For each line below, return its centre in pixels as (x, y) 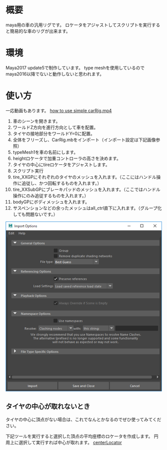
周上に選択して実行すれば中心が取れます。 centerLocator (64, 442)
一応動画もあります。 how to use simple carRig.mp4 (59, 110)
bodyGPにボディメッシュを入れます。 (51, 202)
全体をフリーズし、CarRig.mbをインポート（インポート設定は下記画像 (84, 140)
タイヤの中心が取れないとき (48, 407)
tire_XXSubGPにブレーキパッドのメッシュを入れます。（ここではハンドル (86, 189)
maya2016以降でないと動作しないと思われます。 (55, 74)
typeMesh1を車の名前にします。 (45, 152)
